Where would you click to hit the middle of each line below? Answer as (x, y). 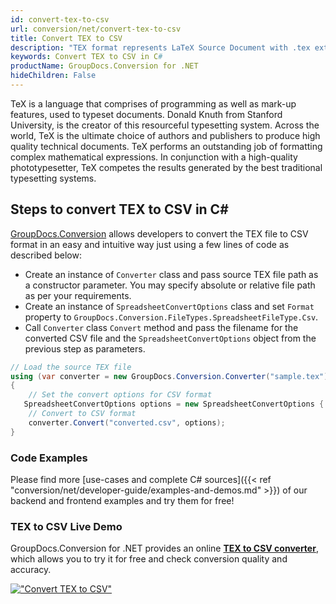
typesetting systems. (53, 178)
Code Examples (49, 458)
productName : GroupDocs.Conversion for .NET (104, 66)
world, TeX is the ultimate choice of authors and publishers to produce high (165, 135)
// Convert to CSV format (82, 414)
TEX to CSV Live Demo (66, 526)
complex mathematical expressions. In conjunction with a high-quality (154, 157)
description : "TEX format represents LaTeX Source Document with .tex (160, 47)
